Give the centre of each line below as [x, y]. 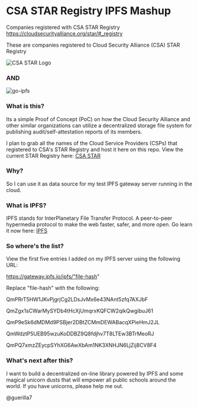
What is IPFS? [26, 205]
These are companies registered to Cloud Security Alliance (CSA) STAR [93, 45]
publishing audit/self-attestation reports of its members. [74, 132]
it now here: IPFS [27, 231]
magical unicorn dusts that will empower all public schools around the [91, 380]
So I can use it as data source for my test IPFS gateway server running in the [99, 184]
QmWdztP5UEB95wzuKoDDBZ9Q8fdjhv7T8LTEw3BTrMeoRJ [80, 334]
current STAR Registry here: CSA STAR [53, 155]
